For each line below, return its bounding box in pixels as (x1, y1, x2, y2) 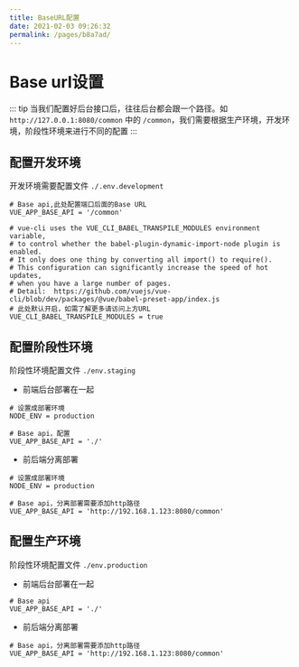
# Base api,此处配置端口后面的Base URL (9, 200, 147, 209)
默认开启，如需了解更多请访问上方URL (31, 304, 151, 314)
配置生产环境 (9, 533, 81, 549)
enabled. (9, 247, 42, 257)
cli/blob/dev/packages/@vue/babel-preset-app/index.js (9, 295, 220, 304)
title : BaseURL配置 (9, 13, 80, 23)
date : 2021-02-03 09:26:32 (9, 22, 111, 31)
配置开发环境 (9, 154, 81, 170)
